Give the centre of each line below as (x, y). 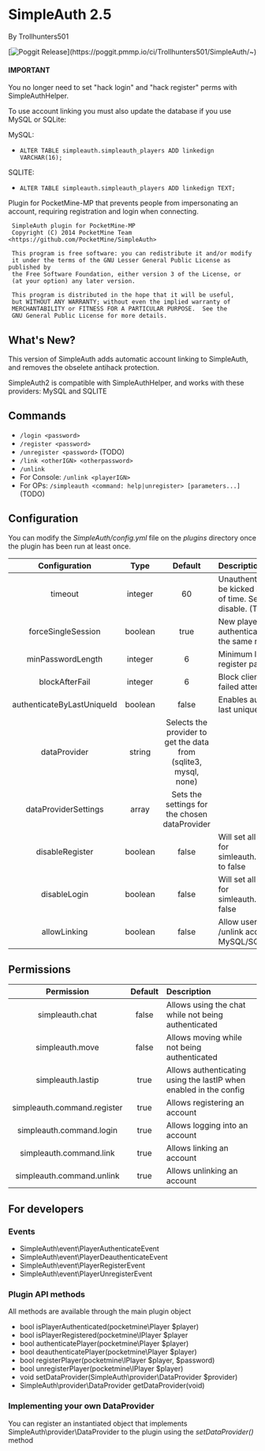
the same (235, 641)
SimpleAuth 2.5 (60, 15)
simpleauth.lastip (67, 1080)
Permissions (39, 969)
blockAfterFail (65, 681)
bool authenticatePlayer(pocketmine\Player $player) (104, 1344)
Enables (233, 699)
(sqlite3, (187, 762)
